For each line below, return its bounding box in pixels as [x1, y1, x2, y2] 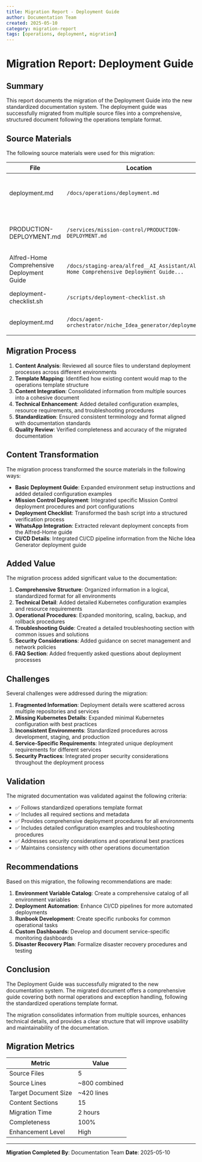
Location [126, 164, 152, 172]
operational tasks [14, 921, 58, 929]
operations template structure [14, 381, 89, 388]
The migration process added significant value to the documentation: [6, 575, 177, 582]
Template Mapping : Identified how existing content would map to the [14, 375, 187, 382]
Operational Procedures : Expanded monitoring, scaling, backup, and [14, 611, 187, 619]
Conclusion [6, 964, 50, 974]
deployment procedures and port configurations [14, 503, 135, 510]
